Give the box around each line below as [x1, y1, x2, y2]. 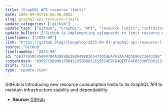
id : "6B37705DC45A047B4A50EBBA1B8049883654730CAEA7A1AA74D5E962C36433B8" [5, 53, 162, 59]
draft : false [5, 63, 32, 68]
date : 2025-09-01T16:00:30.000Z [5, 12, 72, 17]
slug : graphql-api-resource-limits [5, 16, 79, 21]
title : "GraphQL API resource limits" [5, 7, 86, 12]
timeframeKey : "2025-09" [5, 49, 57, 54]
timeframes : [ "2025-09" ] [5, 35, 57, 40]
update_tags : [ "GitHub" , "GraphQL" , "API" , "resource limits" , [5, 26, 140, 31]
